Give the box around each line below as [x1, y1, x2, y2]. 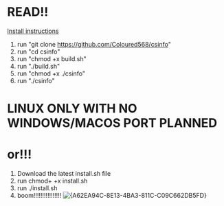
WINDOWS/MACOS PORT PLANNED [7, 115, 218, 131]
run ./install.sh [16, 184, 58, 192]
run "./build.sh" [16, 62, 60, 70]
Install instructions [7, 27, 59, 35]
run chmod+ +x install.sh [16, 176, 88, 185]
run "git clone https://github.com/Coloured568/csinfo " [16, 40, 172, 48]
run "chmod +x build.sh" [16, 54, 87, 62]
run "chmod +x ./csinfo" [16, 69, 86, 78]
